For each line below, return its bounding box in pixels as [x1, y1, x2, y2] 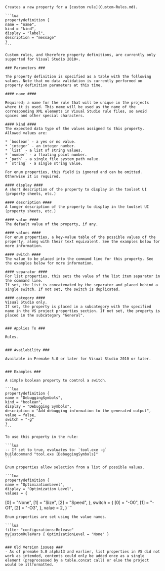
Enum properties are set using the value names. [5, 514, 107, 519]
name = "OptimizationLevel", [5, 482, 65, 487]
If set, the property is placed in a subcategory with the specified [5, 304, 152, 309]
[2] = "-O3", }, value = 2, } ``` [14, 505, 73, 510]
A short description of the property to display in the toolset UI [5, 187, 147, 192]
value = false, [5, 413, 37, 418]
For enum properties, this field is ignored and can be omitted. [5, 170, 142, 175]
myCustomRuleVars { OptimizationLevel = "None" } [5, 532, 110, 537]
